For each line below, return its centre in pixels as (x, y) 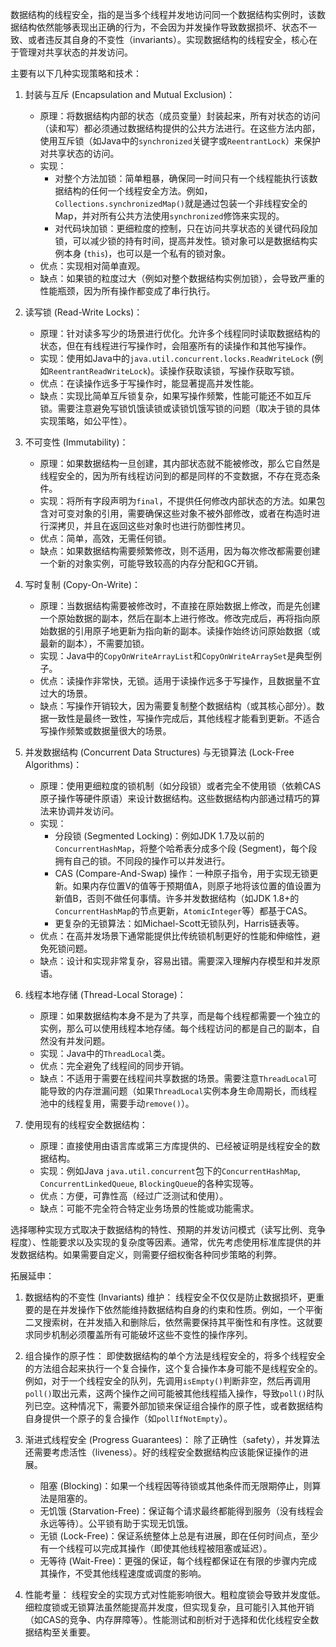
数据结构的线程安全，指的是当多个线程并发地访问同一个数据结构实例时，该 (163, 14)
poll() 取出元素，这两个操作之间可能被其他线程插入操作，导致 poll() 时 (170, 1393)
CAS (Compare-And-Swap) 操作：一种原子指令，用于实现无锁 (182, 873)
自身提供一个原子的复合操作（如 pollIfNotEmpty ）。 (128, 1418)
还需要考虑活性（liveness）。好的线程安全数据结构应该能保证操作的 (162, 1452)
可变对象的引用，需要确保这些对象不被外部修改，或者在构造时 (184, 513)
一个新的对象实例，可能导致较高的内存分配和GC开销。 (151, 563)
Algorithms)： (53, 764)
